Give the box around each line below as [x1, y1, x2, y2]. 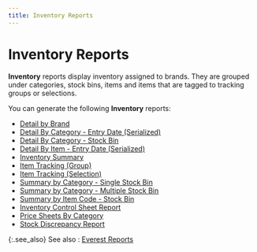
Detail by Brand [19, 119, 70, 128]
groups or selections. [8, 88, 77, 98]
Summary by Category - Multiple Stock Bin [19, 186, 159, 195]
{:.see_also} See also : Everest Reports [8, 234, 134, 244]
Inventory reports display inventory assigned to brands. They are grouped [8, 72, 250, 81]
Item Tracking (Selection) [19, 169, 102, 178]
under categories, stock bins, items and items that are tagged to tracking [8, 80, 244, 89]
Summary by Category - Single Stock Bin [19, 177, 154, 187]
